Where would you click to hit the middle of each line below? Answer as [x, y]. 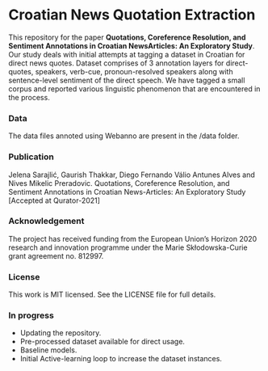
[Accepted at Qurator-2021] [54, 200]
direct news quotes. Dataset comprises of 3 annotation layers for [116, 63]
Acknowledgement [46, 221]
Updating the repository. [61, 333]
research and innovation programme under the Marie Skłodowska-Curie [128, 247]
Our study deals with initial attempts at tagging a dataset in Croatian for [127, 54]
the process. [29, 97]
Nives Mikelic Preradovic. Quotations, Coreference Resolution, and [119, 183]
